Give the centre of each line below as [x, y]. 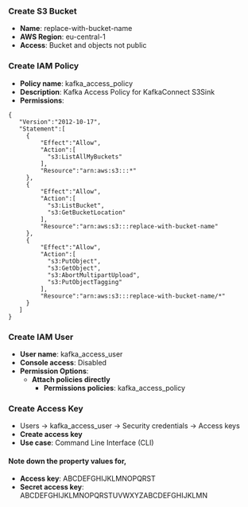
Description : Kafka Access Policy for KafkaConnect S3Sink [117, 92]
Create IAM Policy [44, 66]
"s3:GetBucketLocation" [87, 213]
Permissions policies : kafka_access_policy [114, 388]
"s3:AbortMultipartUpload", [94, 275]
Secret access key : [52, 487]
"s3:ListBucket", [76, 205]
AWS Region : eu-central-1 [62, 37]
